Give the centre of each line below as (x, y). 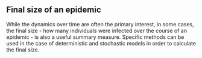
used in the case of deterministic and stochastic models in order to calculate (101, 43)
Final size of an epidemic (54, 10)
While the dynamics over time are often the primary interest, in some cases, (100, 24)
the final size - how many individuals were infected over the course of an (97, 30)
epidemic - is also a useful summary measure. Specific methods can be (95, 37)
